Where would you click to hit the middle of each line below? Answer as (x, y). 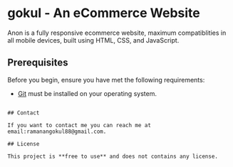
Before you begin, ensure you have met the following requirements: (106, 80)
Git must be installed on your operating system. (87, 93)
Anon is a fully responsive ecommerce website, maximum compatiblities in (117, 33)
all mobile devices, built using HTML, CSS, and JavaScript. (93, 40)
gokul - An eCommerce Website (104, 13)
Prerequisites (38, 63)
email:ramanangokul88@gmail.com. (57, 131)
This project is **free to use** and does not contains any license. (113, 156)
